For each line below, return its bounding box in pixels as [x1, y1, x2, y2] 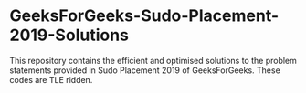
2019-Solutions [9, 25, 130, 46]
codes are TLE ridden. [9, 74, 93, 85]
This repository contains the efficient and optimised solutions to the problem [9, 55, 297, 66]
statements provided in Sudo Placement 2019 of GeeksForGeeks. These [9, 65, 280, 76]
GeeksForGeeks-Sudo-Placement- [9, 5, 280, 26]
